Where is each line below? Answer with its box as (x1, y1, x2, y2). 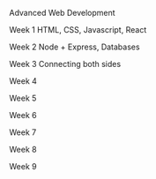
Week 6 (9, 110, 37, 120)
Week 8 (9, 145, 37, 154)
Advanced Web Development (9, 8, 116, 18)
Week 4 (9, 76, 38, 86)
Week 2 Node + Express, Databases (9, 41, 140, 52)
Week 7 (9, 127, 37, 138)
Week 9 (9, 161, 37, 171)
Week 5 (9, 93, 37, 103)
